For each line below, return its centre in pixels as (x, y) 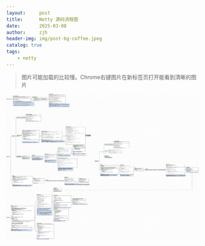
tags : (13, 52)
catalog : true (24, 45)
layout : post (28, 13)
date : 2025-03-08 (37, 26)
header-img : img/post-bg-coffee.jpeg (54, 39)
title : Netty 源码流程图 (42, 19)
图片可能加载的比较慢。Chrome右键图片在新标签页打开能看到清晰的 (106, 77)
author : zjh (27, 32)
